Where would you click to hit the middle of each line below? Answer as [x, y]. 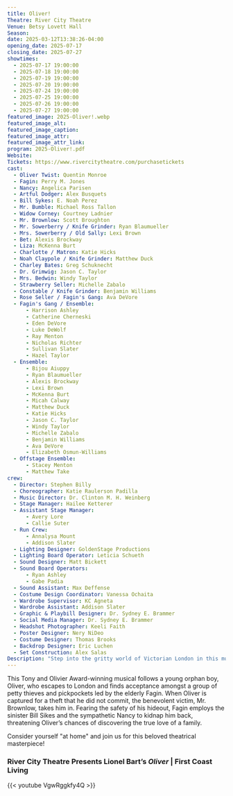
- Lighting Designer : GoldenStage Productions [82, 549]
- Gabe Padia [44, 581]
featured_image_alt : [37, 123]
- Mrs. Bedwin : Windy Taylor [55, 278]
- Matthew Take [48, 472]
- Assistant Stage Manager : [54, 511]
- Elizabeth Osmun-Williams [66, 452]
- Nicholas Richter [53, 343]
